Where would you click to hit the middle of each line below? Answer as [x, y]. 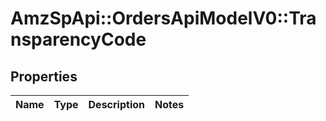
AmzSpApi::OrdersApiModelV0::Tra [163, 18]
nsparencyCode [78, 39]
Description [116, 104]
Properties [44, 76]
